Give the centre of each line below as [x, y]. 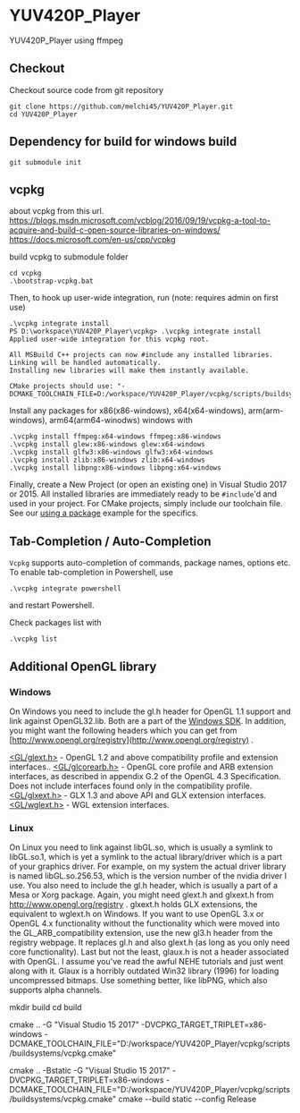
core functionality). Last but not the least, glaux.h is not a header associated [149, 952]
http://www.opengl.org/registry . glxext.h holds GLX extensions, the [133, 905]
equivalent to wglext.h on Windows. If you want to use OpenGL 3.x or [137, 914]
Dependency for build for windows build [123, 142]
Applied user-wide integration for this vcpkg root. [109, 340]
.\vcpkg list [33, 639]
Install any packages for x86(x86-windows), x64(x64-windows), [128, 411]
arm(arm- [266, 411]
